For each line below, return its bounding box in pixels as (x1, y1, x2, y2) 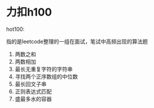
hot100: (6, 25, 25, 33)
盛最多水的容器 (14, 95, 52, 102)
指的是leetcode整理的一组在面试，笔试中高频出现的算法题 (6, 38, 148, 45)
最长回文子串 (14, 80, 47, 87)
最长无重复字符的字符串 (14, 65, 73, 72)
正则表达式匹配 (14, 88, 52, 95)
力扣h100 (6, 5, 53, 19)
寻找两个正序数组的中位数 (14, 73, 78, 80)
